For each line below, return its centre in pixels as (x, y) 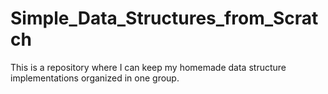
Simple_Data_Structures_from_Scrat (164, 18)
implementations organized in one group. (95, 78)
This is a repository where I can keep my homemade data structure (148, 67)
